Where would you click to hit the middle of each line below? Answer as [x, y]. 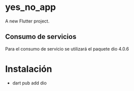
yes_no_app [31, 7]
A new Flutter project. [27, 21]
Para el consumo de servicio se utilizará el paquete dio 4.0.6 [67, 48]
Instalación [29, 69]
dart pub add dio [29, 83]
